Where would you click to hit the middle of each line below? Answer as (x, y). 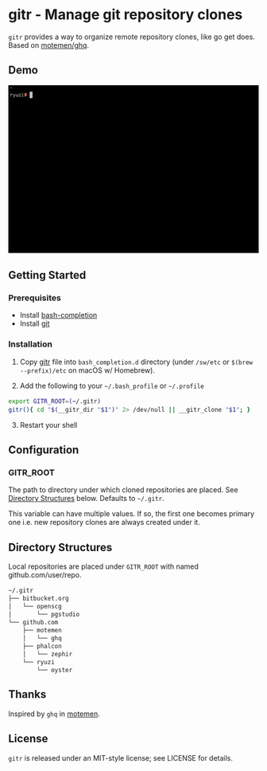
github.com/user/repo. (45, 575)
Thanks (27, 695)
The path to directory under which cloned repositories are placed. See (123, 490)
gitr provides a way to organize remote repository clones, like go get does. (132, 37)
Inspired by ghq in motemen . (54, 714)
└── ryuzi (39, 663)
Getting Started (47, 275)
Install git (35, 323)
